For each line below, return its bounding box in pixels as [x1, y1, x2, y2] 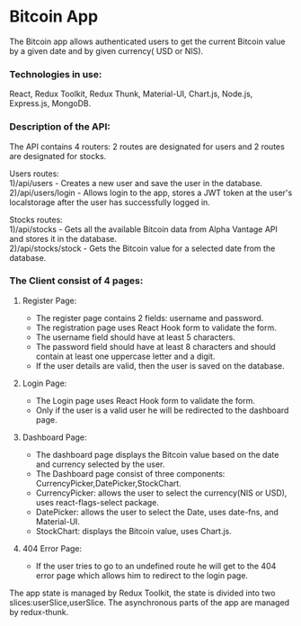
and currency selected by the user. [35, 459, 165, 469]
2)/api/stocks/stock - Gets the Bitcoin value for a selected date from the [9, 243, 276, 254]
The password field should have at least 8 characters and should [35, 341, 276, 352]
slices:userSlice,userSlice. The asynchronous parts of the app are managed [9, 596, 290, 608]
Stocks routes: [9, 214, 63, 225]
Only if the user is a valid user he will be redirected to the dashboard [35, 405, 289, 416]
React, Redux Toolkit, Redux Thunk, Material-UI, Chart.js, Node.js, [9, 88, 253, 100]
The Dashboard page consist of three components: [35, 468, 226, 478]
